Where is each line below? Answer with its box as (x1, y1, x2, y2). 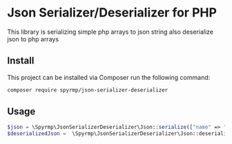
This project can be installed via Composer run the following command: (7, 73, 211, 81)
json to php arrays (7, 34, 59, 43)
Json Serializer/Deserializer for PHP (7, 5, 217, 21)
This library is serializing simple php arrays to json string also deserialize (7, 28, 214, 36)
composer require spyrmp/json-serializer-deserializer (7, 86, 168, 94)
